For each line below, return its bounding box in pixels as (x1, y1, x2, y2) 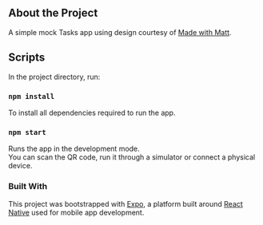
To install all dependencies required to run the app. (8, 108, 176, 117)
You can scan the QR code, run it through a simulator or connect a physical (8, 152, 256, 162)
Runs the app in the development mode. (8, 144, 140, 154)
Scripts (8, 51, 46, 65)
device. (8, 161, 33, 171)
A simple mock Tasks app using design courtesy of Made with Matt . (8, 27, 232, 37)
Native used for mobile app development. (8, 207, 145, 217)
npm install (8, 92, 55, 101)
